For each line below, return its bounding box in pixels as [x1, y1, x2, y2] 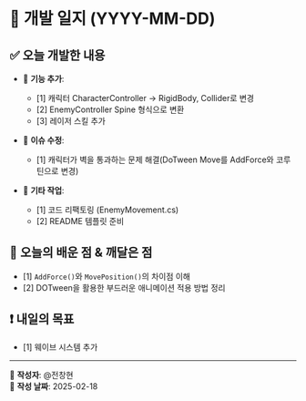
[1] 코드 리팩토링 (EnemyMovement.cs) [36, 204, 179, 215]
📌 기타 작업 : [22, 185, 65, 196]
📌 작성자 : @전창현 [9, 369, 74, 380]
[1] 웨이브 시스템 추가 [22, 341, 98, 352]
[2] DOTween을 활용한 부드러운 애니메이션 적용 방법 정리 [22, 282, 226, 293]
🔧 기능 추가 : [22, 74, 65, 84]
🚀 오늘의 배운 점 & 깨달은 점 [9, 245, 153, 261]
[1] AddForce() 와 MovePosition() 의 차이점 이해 [22, 271, 191, 282]
